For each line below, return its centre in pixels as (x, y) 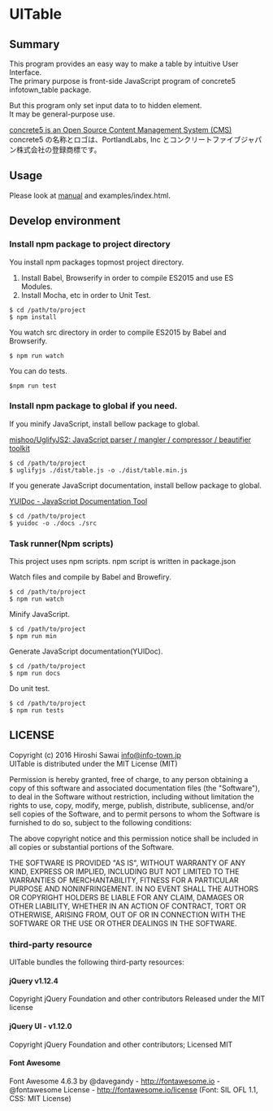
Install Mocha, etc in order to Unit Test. (86, 295)
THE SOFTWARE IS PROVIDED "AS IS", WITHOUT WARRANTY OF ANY (128, 863)
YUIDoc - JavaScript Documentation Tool (78, 501)
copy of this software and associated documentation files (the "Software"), (135, 788)
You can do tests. (39, 370)
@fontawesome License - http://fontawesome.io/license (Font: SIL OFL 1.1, (134, 1089)
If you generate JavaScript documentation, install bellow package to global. (136, 485)
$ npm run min (33, 636)
